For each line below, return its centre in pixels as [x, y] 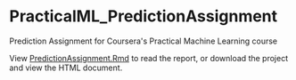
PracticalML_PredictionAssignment [144, 16]
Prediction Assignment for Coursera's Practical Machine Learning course [144, 41]
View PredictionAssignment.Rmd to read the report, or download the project [148, 58]
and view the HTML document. [66, 68]
